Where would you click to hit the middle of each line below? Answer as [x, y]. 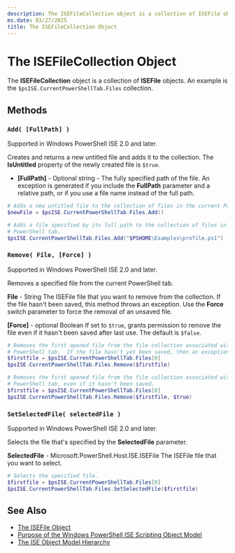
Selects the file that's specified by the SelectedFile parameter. [97, 442]
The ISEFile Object [44, 527]
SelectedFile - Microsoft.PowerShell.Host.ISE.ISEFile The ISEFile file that [112, 455]
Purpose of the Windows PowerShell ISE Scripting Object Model [109, 535]
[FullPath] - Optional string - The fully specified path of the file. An [113, 178]
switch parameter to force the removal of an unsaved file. [90, 311]
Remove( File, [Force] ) [50, 255]
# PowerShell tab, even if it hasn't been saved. [81, 384]
